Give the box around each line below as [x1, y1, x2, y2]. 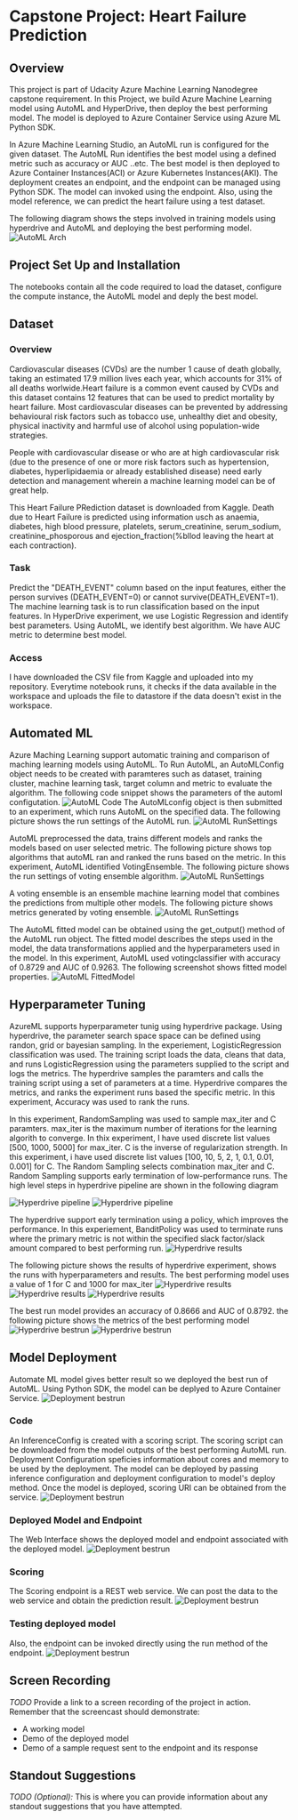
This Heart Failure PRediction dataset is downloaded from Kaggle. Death [9, 502, 275, 512]
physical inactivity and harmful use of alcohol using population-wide [9, 420, 260, 431]
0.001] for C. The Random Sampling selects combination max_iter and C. [9, 1161, 275, 1172]
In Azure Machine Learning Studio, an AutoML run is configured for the [9, 140, 270, 149]
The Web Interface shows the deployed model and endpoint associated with [9, 1534, 289, 1545]
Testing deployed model [9, 1617, 116, 1630]
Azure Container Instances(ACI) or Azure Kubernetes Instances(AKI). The [9, 167, 278, 178]
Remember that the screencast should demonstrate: [9, 1706, 200, 1717]
